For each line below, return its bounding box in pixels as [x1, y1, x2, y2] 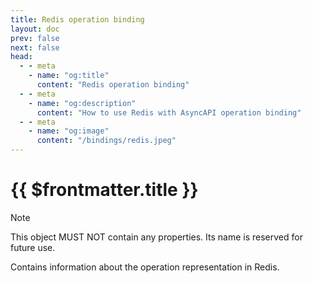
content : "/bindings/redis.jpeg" [36, 136, 177, 146]
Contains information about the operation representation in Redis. [10, 261, 280, 273]
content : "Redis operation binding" [36, 80, 190, 90]
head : [10, 52, 33, 62]
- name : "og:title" [28, 71, 110, 81]
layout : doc [10, 24, 60, 34]
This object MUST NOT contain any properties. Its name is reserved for [10, 231, 303, 243]
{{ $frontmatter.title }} [10, 179, 199, 201]
